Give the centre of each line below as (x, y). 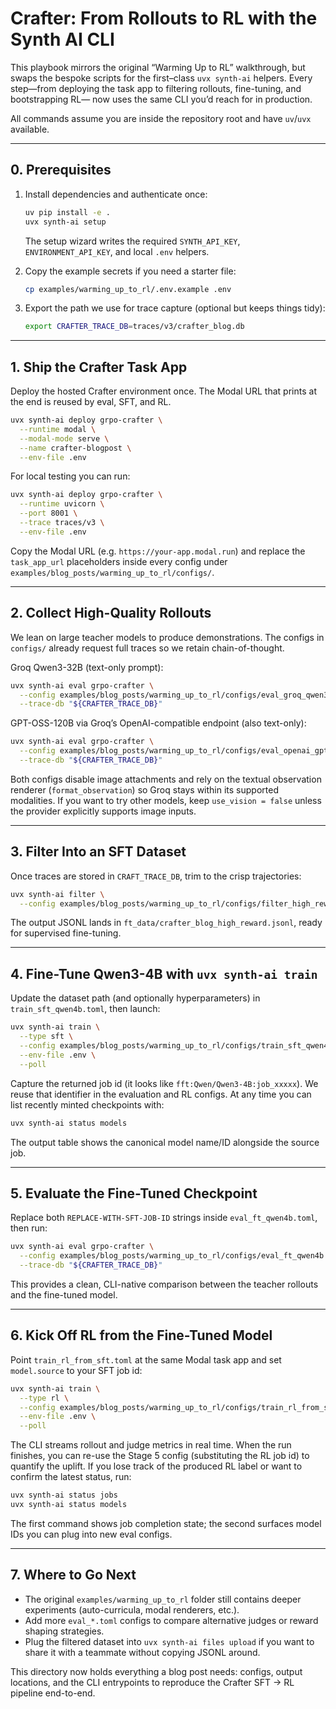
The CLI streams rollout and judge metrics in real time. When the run (151, 1445)
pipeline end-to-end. (53, 1693)
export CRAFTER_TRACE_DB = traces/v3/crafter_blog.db (134, 327)
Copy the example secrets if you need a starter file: (130, 271)
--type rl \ (44, 1398)
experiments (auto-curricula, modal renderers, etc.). (132, 1609)
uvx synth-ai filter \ (57, 894)
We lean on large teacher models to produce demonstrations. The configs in (167, 637)
